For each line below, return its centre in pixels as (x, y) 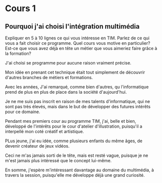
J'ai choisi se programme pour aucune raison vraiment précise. (68, 63)
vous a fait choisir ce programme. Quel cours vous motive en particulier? (78, 43)
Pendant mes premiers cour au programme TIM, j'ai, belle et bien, (71, 121)
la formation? (18, 53)
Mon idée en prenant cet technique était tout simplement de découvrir (75, 72)
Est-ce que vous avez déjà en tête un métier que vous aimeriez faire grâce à (81, 48)
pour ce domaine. (23, 112)
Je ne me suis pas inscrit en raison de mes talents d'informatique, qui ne (78, 101)
